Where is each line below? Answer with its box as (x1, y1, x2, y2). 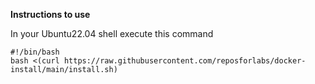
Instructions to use (10, 9, 91, 20)
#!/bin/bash (10, 47, 60, 57)
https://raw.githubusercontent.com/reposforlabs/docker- (63, 56, 307, 66)
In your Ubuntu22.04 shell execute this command (10, 28, 214, 39)
